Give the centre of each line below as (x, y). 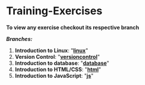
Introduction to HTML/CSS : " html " (58, 69)
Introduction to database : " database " (62, 63)
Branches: (19, 39)
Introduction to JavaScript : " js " (54, 75)
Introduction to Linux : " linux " (51, 50)
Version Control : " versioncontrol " (57, 56)
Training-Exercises (54, 11)
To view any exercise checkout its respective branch (73, 27)
